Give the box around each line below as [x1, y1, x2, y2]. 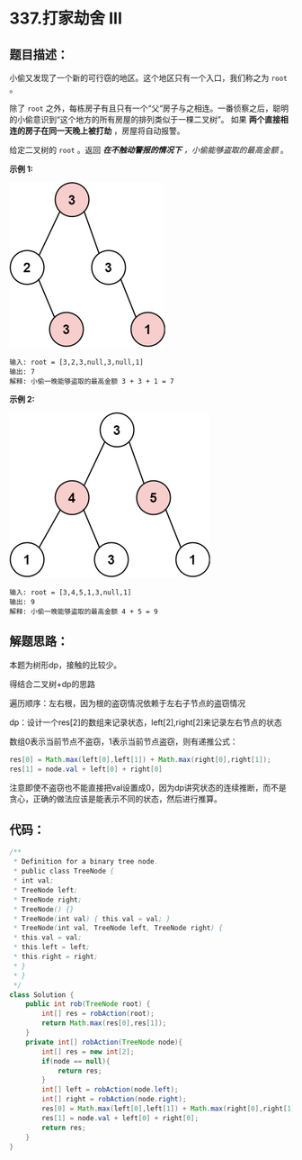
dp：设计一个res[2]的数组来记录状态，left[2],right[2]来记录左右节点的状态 [9, 717, 283, 728]
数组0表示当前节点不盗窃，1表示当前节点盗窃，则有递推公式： [9, 736, 238, 747]
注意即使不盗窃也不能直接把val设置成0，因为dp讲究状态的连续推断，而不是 [9, 782, 288, 793]
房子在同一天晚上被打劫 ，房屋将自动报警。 [24, 125, 185, 136]
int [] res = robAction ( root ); [41, 1010, 155, 1019]
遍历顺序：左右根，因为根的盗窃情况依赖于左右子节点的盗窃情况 [9, 697, 245, 708]
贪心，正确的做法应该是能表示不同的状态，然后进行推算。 [9, 793, 222, 804]
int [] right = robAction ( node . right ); [41, 1095, 187, 1104]
